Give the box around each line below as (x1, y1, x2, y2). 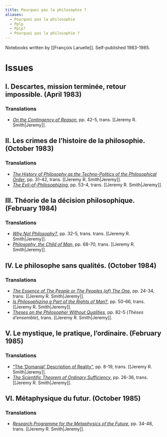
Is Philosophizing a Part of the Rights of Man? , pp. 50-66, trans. (12, 298, 145, 305)
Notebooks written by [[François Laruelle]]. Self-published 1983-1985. (5, 45, 150, 50)
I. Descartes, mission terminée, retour (5, 82, 127, 91)
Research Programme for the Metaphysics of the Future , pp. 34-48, (12, 421, 153, 427)
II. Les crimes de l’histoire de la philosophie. (5, 136, 145, 145)
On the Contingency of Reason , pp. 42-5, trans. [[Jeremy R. (12, 116, 137, 122)
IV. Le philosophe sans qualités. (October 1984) (5, 261, 157, 270)
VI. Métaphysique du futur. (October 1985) (5, 394, 141, 403)
